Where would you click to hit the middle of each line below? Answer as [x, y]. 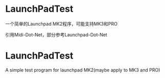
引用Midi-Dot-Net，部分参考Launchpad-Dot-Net [56, 34]
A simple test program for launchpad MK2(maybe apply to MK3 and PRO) [83, 70]
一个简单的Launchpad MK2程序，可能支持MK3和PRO [61, 24]
